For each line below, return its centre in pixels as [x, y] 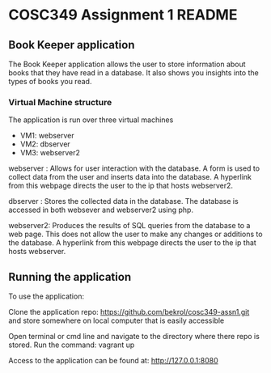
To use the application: [47, 296]
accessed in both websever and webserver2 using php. [101, 210]
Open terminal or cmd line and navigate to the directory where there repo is [134, 337]
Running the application [70, 277]
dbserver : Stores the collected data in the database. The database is [123, 201]
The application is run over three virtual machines [91, 120]
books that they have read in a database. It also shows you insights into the [133, 73]
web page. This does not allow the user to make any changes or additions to [135, 234]
